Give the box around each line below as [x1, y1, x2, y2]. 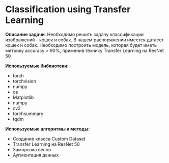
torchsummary [12, 111, 44, 117]
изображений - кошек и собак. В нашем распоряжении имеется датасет [5, 37, 164, 43]
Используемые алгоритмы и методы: [5, 126, 90, 132]
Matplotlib [12, 94, 34, 100]
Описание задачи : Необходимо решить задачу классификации [5, 31, 144, 37]
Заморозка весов [12, 146, 51, 152]
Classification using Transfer [5, 4, 131, 15]
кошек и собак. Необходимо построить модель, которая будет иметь [5, 42, 157, 48]
